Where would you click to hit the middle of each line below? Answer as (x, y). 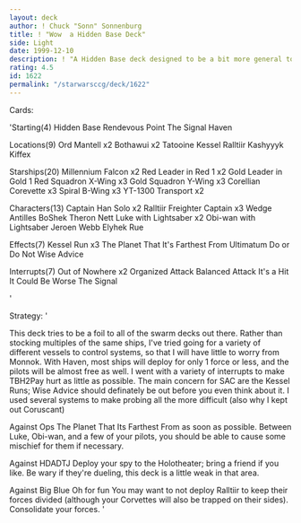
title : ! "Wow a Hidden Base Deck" (77, 34)
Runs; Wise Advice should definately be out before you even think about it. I (149, 390)
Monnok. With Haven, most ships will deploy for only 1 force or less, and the (149, 362)
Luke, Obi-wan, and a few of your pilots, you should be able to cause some (148, 436)
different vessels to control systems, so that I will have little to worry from (144, 352)
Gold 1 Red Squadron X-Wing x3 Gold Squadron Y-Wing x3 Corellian (135, 181)
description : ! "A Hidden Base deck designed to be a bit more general (146, 59)
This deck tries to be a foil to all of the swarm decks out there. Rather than (146, 333)
